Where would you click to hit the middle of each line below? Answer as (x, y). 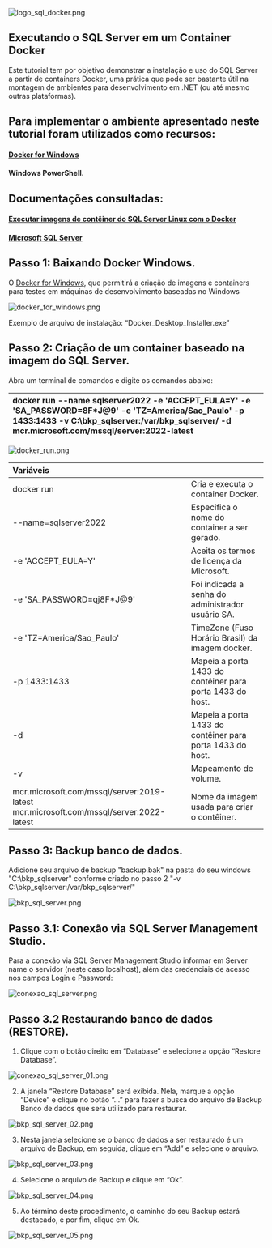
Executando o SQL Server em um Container (120, 38)
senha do (208, 594)
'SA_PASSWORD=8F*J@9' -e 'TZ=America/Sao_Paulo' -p (128, 411)
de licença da (217, 560)
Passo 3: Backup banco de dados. (96, 850)
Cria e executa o (222, 483)
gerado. (206, 537)
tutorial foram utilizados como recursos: (112, 134)
